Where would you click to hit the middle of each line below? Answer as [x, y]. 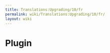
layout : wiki [19, 19]
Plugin [19, 43]
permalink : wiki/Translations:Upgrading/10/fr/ [55, 14]
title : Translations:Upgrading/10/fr [44, 10]
